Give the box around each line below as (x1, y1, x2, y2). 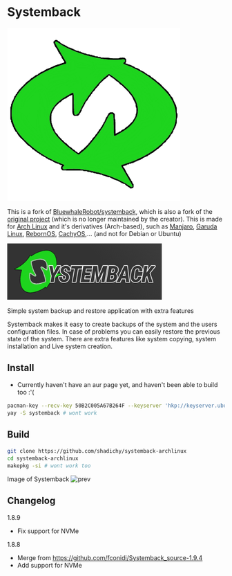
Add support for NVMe (17, 561, 83, 569)
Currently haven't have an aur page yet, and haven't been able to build (17, 380, 218, 388)
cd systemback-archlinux (7, 455, 79, 462)
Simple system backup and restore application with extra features (7, 306, 195, 315)
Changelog (7, 495, 56, 507)
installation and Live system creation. (7, 342, 113, 350)
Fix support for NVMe (17, 527, 79, 535)
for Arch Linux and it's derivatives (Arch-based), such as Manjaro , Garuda (7, 222, 217, 231)
